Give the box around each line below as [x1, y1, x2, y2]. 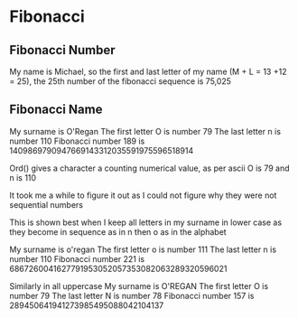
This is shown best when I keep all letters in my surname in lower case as [9, 217, 283, 228]
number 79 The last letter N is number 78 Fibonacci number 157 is [9, 290, 255, 301]
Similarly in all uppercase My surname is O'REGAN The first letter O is [9, 280, 269, 291]
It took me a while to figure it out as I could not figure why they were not [9, 190, 277, 201]
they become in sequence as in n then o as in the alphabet [9, 226, 228, 237]
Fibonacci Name [9, 102, 103, 117]
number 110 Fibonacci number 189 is [9, 136, 145, 146]
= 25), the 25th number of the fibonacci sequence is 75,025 [9, 76, 232, 87]
